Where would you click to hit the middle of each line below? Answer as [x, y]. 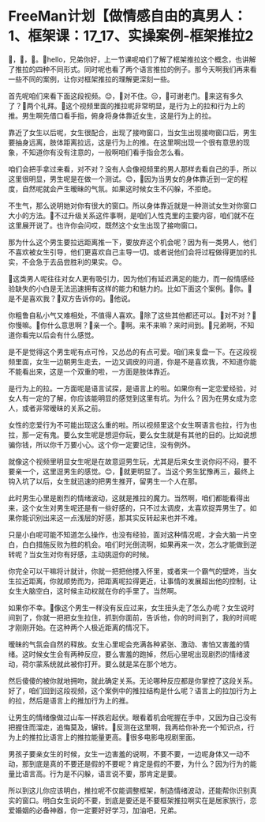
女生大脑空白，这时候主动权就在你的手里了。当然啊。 [95, 590]
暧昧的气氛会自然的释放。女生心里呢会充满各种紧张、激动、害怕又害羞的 [125, 644]
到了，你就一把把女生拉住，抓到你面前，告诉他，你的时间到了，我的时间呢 [136, 617]
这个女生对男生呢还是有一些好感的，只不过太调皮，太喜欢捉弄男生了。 [136, 507]
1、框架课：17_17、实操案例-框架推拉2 [131, 36]
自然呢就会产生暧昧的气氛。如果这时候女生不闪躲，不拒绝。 [118, 189]
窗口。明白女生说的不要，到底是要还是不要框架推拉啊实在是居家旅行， [136, 800]
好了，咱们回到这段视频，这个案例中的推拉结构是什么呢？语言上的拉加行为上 [132, 690]
